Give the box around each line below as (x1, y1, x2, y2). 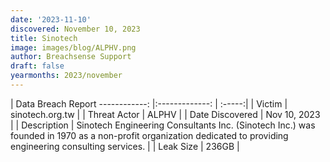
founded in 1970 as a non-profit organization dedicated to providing (10, 129, 289, 141)
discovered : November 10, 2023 (10, 24, 141, 34)
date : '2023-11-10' (10, 14, 92, 25)
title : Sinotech (10, 33, 78, 43)
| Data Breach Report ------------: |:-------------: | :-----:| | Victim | (10, 97, 288, 110)
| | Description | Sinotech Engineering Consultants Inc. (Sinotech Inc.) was (10, 119, 316, 131)
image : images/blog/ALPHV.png (10, 42, 137, 53)
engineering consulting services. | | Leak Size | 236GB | (10, 140, 240, 152)
